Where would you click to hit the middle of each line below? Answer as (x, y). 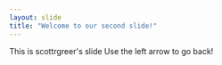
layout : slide (36, 17)
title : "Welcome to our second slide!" (83, 26)
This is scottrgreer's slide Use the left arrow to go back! (111, 51)
